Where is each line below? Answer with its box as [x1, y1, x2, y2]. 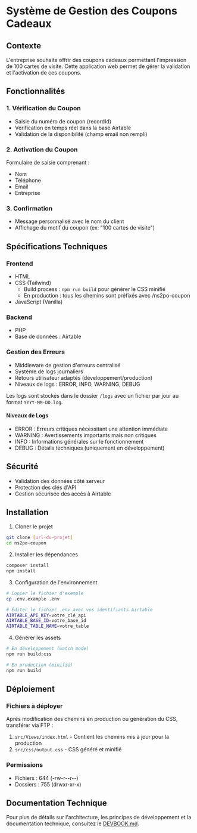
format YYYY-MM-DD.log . [6, 398, 63, 405]
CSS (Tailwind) [14, 279, 52, 286]
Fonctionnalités [6, 86, 65, 97]
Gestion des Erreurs [6, 348, 65, 356]
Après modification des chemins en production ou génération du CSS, [6, 716, 178, 723]
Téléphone [14, 176, 42, 184]
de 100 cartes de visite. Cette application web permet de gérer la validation [6, 63, 190, 70]
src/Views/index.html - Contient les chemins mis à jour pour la [14, 733, 170, 741]
